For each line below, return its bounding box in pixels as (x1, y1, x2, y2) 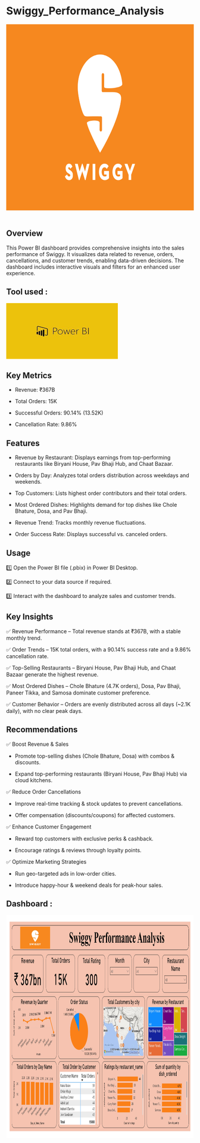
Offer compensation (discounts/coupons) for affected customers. (14, 811, 176, 818)
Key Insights (6, 612, 54, 622)
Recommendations (6, 725, 78, 735)
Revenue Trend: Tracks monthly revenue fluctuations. (14, 519, 146, 527)
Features (6, 438, 40, 448)
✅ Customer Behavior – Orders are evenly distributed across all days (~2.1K (6, 700, 191, 708)
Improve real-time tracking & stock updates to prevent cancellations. (14, 800, 183, 807)
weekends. (14, 478, 42, 485)
